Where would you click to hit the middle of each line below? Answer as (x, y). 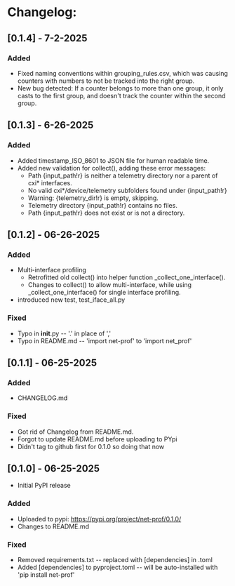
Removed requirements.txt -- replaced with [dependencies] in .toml (115, 559)
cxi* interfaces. (50, 182)
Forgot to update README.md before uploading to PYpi (97, 439)
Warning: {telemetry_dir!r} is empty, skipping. (93, 198)
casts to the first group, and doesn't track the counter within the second (121, 95)
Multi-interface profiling (52, 270)
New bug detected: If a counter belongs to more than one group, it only (120, 88)
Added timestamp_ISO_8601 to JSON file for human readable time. (113, 160)
